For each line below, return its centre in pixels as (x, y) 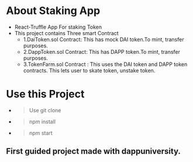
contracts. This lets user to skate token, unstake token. (89, 70)
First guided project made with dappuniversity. (94, 151)
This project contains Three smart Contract (66, 33)
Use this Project (45, 94)
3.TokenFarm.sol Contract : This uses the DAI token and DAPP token (105, 64)
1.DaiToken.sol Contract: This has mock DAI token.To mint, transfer (104, 39)
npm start (41, 133)
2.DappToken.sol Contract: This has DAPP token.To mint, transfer (101, 51)
